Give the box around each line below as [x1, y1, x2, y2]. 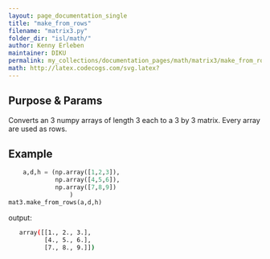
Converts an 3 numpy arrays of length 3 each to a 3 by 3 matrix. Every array [8, 115, 261, 125]
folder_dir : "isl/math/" [8, 34, 92, 43]
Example [8, 146, 53, 161]
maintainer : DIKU [8, 49, 67, 57]
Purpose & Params [8, 94, 103, 108]
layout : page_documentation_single [8, 11, 128, 20]
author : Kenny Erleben [8, 42, 84, 50]
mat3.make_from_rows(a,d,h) [8, 198, 103, 206]
